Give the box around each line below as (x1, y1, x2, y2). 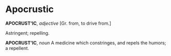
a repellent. (5, 45, 29, 51)
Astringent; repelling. (5, 30, 50, 36)
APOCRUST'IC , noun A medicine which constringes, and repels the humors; (5, 39, 166, 46)
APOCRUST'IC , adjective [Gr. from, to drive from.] (5, 20, 112, 26)
